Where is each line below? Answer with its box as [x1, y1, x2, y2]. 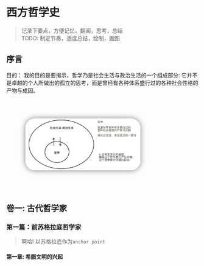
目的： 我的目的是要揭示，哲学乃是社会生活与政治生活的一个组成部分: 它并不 [6, 71, 198, 79]
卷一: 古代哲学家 [6, 203, 67, 214]
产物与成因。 [6, 87, 38, 94]
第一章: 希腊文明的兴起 [6, 253, 63, 260]
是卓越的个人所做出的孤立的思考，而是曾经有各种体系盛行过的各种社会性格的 [6, 79, 199, 86]
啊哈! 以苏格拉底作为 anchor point [21, 238, 105, 245]
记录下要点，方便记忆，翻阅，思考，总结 [21, 27, 123, 34]
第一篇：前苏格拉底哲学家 [6, 223, 82, 231]
